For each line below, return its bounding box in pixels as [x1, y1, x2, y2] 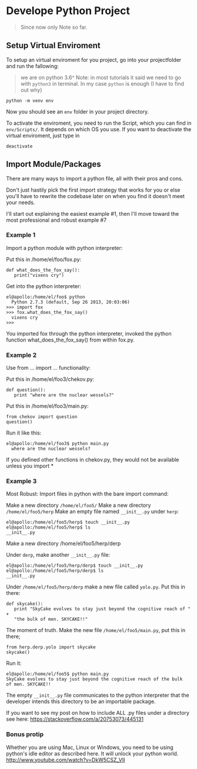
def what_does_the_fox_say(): [6, 267, 81, 273]
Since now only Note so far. [20, 24, 88, 31]
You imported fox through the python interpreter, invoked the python [6, 330, 172, 337]
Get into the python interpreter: [6, 282, 81, 289]
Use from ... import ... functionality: [6, 365, 91, 372]
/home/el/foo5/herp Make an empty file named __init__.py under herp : [6, 508, 179, 515]
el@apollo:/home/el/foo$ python [6, 294, 85, 300]
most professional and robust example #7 [6, 216, 107, 223]
